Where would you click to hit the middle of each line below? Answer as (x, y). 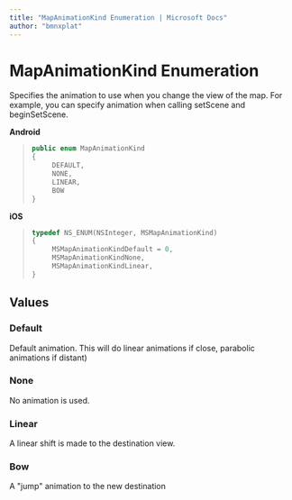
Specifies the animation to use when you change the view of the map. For (146, 95)
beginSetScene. (39, 114)
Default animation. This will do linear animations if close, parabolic (132, 348)
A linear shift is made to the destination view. (92, 443)
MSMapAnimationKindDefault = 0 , (113, 250)
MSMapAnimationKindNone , (99, 258)
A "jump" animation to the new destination (88, 486)
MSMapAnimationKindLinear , (102, 267)
